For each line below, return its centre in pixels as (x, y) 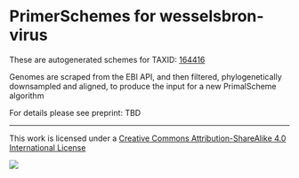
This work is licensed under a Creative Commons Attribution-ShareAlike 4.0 (148, 138)
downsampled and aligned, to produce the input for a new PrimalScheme (143, 86)
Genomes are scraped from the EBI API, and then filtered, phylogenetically (145, 76)
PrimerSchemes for (83, 16)
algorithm (27, 96)
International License (48, 147)
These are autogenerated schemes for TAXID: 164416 (107, 59)
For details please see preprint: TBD (75, 112)
